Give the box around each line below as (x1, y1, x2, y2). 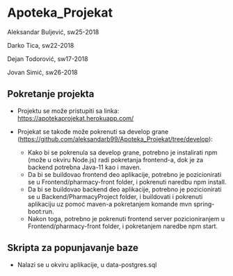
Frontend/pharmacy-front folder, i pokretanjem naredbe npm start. (27, 222, 218, 230)
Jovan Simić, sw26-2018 (7, 68, 78, 76)
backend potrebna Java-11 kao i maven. (27, 163, 142, 171)
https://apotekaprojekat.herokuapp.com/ (17, 114, 134, 122)
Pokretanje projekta (7, 88, 95, 100)
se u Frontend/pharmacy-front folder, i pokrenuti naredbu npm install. (27, 178, 227, 186)
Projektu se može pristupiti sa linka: (17, 106, 120, 115)
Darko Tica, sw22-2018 (7, 41, 74, 49)
